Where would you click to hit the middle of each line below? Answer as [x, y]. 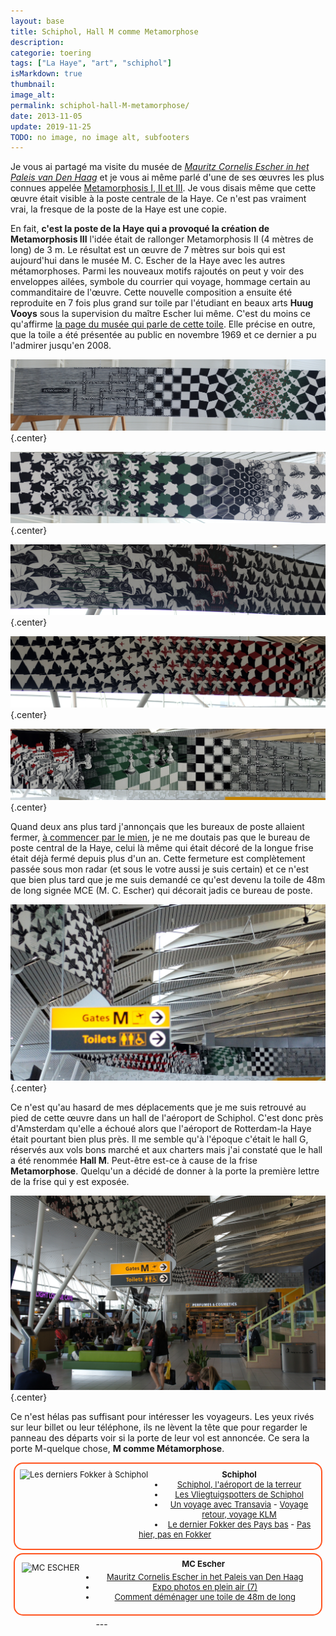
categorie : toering [51, 53]
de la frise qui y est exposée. [70, 1182]
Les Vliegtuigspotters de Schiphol [239, 1494]
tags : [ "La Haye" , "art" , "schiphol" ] [91, 63]
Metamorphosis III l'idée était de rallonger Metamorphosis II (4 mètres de [162, 239]
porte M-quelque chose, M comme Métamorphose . [117, 1449]
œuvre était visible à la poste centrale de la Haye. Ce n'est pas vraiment [158, 199]
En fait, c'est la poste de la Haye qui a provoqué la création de [140, 229]
